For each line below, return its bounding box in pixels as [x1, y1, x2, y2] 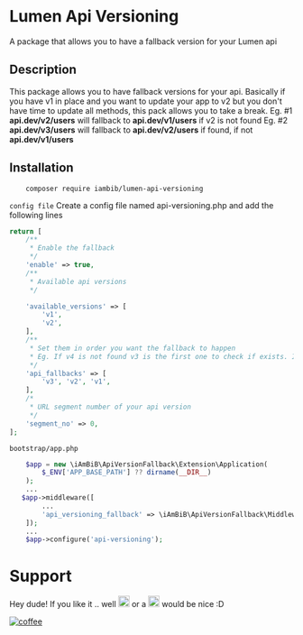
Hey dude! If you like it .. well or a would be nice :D [9, 599, 225, 610]
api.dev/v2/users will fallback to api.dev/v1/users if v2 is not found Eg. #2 [9, 115, 289, 125]
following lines [9, 209, 63, 220]
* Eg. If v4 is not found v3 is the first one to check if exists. [29, 352, 289, 361]
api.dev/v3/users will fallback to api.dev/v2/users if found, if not [9, 124, 253, 135]
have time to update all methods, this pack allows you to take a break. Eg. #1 [9, 105, 293, 115]
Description [9, 62, 77, 78]
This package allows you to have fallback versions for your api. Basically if [9, 86, 286, 97]
